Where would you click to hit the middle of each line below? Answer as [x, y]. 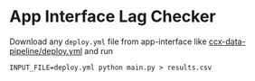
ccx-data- [227, 41]
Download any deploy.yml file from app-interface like [108, 41]
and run [99, 50]
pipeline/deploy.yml [46, 50]
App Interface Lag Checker [113, 17]
